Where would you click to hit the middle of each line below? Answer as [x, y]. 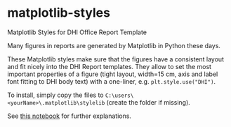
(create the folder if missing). [148, 102]
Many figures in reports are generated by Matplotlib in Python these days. [114, 45]
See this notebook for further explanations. [70, 116]
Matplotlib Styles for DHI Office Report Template [77, 32]
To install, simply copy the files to [55, 95]
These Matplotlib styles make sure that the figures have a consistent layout [116, 59]
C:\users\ [119, 96]
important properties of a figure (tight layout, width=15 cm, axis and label [113, 74]
